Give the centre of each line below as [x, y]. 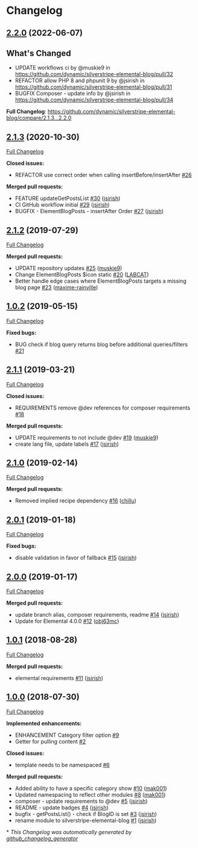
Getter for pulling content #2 [50, 741]
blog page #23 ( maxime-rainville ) [56, 287]
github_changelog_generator [42, 838]
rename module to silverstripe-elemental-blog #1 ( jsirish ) [86, 820]
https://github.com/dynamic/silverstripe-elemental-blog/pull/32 [94, 74]
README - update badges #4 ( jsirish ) [62, 808]
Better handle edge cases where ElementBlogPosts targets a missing [101, 281]
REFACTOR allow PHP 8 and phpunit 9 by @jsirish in [80, 81]
